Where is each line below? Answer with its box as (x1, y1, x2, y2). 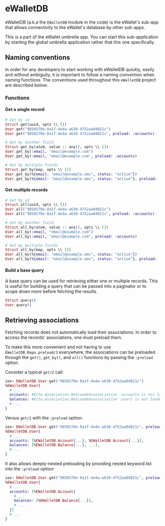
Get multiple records (5, 187, 48, 193)
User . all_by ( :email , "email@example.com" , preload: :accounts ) (5, 234, 137, 239)
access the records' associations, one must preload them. (5, 334, 123, 340)
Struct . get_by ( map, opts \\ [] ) (5, 167, 71, 172)
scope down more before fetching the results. (5, 288, 98, 295)
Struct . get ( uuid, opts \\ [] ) (5, 122, 67, 127)
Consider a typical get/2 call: (5, 369, 64, 375)
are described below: (5, 82, 48, 88)
